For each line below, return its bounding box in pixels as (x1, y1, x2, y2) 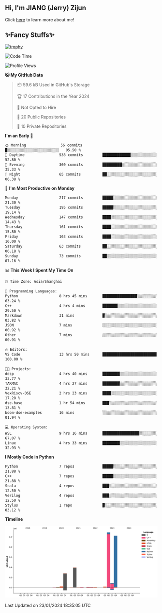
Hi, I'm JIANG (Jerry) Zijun (5, 4, 86, 12)
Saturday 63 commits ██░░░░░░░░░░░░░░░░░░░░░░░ (5, 244, 157, 249)
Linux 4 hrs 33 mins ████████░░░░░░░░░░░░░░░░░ (5, 441, 157, 445)
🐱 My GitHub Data (5, 72, 44, 78)
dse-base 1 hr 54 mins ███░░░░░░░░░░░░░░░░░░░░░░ (5, 400, 157, 405)
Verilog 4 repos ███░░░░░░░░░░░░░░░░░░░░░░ (5, 493, 157, 498)
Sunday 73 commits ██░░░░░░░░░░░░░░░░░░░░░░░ (5, 254, 157, 258)
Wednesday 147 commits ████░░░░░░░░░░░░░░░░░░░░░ (5, 215, 157, 220)
